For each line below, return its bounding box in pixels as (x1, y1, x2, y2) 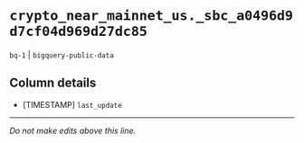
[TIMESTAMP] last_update (22, 99, 122, 110)
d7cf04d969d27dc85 (9, 23, 147, 40)
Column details (9, 76, 97, 91)
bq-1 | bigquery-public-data (9, 49, 115, 60)
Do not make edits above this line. (9, 125, 137, 136)
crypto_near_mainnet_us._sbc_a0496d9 (9, 7, 294, 24)
